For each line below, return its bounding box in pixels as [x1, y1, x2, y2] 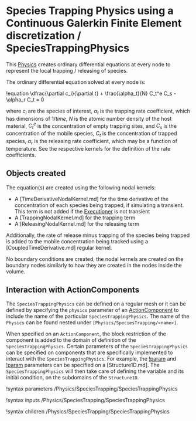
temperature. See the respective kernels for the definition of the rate [6, 145, 171, 152]
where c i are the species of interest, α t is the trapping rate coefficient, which [6, 107, 190, 116]
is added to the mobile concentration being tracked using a [6, 237, 149, 245]
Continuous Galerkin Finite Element [6, 16, 182, 30]
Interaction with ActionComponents [6, 284, 139, 294]
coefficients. [6, 151, 36, 158]
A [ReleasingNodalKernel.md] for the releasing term [14, 220, 139, 227]
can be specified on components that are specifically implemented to [6, 349, 173, 356]
